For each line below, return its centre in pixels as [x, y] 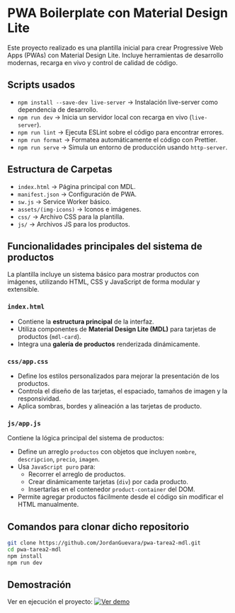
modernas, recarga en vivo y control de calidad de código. [93, 62]
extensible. [23, 290]
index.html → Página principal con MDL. [76, 186]
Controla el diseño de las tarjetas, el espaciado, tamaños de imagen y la [122, 391]
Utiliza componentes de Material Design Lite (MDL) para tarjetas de [117, 329]
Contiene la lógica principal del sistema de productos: [86, 438]
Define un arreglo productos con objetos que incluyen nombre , [107, 452]
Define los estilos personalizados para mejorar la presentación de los [118, 376]
